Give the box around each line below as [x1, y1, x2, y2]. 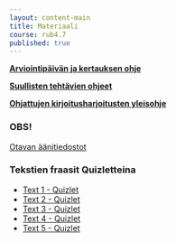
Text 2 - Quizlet [22, 193, 81, 204]
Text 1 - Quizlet [22, 184, 79, 195]
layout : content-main [9, 13, 91, 23]
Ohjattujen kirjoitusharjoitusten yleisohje [9, 98, 167, 109]
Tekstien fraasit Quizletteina [9, 163, 137, 176]
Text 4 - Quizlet [22, 213, 81, 224]
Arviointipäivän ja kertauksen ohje [9, 63, 142, 74]
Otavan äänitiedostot [9, 141, 88, 152]
